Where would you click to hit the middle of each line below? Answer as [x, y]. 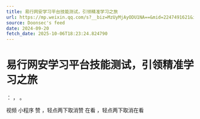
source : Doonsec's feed [36, 23]
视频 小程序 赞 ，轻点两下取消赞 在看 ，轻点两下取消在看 [75, 110]
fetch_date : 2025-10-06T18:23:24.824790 [57, 34]
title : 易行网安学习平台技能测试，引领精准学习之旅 [62, 12]
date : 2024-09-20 [28, 28]
